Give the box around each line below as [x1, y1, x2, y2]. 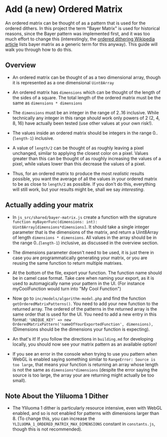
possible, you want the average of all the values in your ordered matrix [12, 176, 158, 182]
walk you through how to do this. [5, 46, 73, 52]
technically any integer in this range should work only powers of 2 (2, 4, [12, 115, 161, 121]
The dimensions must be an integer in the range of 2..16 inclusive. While [12, 109, 159, 115]
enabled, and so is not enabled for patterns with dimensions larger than [12, 411, 160, 417]
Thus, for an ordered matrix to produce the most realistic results [12, 170, 145, 176]
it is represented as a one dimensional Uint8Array [12, 79, 114, 85]
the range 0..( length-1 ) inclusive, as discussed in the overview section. [12, 240, 159, 246]
